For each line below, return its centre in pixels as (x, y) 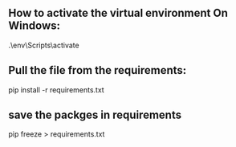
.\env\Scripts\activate (44, 45)
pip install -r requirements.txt (56, 90)
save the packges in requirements (95, 115)
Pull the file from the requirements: (98, 70)
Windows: (35, 26)
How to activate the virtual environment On (118, 13)
